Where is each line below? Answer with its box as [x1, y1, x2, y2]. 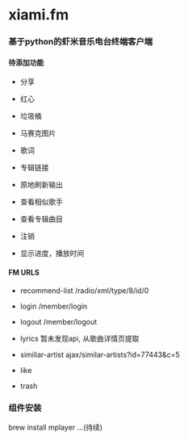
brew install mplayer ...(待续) [8, 422, 103, 432]
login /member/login [19, 301, 88, 311]
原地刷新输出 [19, 180, 63, 190]
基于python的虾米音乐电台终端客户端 [8, 36, 153, 48]
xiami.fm [8, 6, 69, 24]
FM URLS [8, 267, 40, 277]
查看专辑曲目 [19, 214, 63, 224]
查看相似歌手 [19, 197, 63, 207]
